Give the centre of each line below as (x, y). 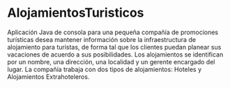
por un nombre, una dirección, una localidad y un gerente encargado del (111, 61)
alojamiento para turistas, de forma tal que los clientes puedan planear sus (114, 47)
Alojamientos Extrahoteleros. (48, 76)
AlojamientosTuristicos (76, 13)
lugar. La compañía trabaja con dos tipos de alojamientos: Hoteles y (105, 69)
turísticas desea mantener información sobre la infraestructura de (102, 39)
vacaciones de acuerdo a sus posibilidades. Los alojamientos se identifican (115, 54)
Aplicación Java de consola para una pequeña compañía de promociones (113, 32)
